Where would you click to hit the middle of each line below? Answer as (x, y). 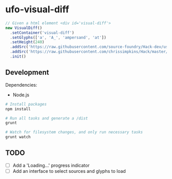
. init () (18, 57)
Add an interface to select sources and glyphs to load (69, 171)
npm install (18, 109)
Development (27, 73)
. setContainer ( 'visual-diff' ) (42, 33)
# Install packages (26, 104)
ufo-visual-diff (37, 9)
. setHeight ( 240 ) (27, 42)
